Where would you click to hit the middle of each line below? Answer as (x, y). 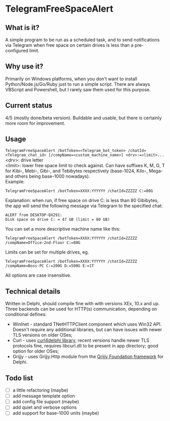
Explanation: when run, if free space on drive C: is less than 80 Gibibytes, (82, 201)
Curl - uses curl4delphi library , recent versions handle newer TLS (81, 340)
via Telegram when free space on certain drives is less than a (69, 45)
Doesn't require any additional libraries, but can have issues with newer (87, 330)
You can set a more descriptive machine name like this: (63, 229)
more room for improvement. (35, 123)
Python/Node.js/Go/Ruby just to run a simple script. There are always (78, 84)
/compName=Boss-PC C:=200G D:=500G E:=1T (50, 266)
